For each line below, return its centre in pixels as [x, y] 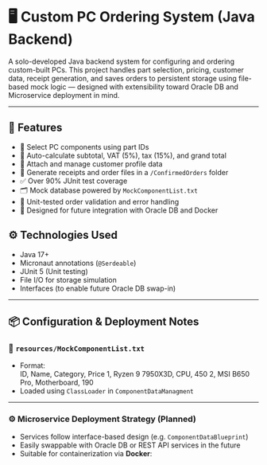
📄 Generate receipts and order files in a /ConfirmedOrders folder [124, 172]
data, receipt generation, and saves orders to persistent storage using [122, 78]
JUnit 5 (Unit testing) [54, 271]
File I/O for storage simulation [68, 279]
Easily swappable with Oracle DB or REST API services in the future [130, 445]
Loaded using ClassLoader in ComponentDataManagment [106, 391]
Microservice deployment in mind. [64, 95]
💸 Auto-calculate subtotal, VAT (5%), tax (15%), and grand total [123, 155]
